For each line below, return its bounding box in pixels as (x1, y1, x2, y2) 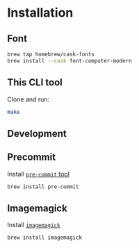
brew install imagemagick (7, 234, 82, 241)
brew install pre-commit (7, 183, 79, 190)
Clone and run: (7, 95, 50, 104)
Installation (7, 5, 74, 21)
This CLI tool (7, 76, 63, 88)
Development (7, 127, 67, 140)
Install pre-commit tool (7, 170, 69, 178)
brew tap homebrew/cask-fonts (7, 51, 95, 58)
